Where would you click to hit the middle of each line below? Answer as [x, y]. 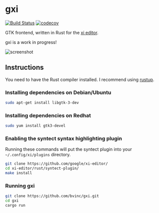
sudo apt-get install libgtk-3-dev [42, 103]
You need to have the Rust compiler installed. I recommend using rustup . [80, 79]
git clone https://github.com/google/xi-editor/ [57, 164]
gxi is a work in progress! [31, 42]
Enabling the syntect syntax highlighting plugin [64, 139]
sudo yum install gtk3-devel [35, 126]
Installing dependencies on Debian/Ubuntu [58, 92]
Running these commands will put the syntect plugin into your [69, 149]
